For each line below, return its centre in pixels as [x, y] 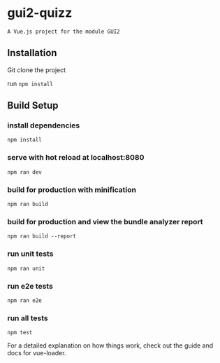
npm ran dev [24, 172]
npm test [20, 333]
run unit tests [30, 254]
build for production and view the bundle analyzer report [105, 221]
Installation [32, 53]
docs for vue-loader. [37, 353]
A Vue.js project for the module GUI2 [64, 32]
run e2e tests [30, 286]
